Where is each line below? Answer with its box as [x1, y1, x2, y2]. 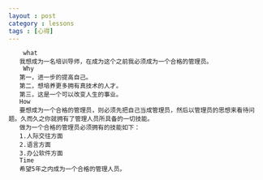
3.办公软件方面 [19, 149, 63, 158]
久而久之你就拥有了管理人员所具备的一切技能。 [19, 115, 154, 123]
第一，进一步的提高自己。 [19, 74, 93, 82]
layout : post [8, 11, 57, 20]
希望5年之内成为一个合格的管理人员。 [19, 165, 126, 174]
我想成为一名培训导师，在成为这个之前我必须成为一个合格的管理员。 [19, 58, 213, 66]
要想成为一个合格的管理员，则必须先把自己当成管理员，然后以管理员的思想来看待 [19, 106, 249, 114]
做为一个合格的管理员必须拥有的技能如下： [19, 123, 140, 132]
